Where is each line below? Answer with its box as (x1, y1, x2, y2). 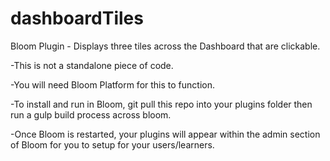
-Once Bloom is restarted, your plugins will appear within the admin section (10, 128, 321, 140)
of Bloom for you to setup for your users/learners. (10, 138, 215, 151)
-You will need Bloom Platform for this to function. (10, 78, 215, 91)
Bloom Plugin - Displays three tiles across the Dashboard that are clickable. (10, 40, 321, 52)
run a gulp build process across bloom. (10, 108, 172, 121)
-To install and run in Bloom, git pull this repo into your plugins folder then (10, 98, 313, 110)
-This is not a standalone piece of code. (10, 59, 174, 71)
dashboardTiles (10, 7, 144, 30)
